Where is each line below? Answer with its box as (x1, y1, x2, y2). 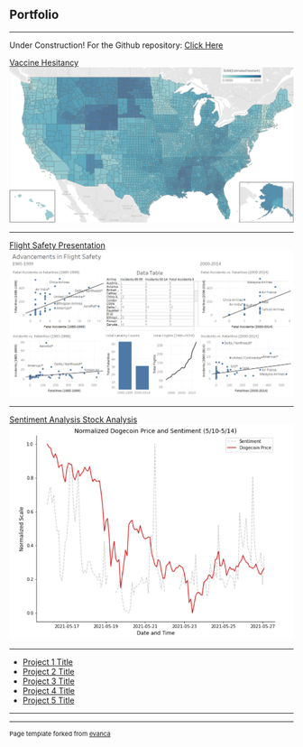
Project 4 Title (22, 685, 75, 696)
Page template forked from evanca (9, 729, 111, 738)
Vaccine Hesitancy (9, 57, 79, 68)
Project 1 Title (22, 656, 74, 667)
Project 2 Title (22, 666, 75, 677)
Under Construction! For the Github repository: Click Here (9, 40, 224, 51)
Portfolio (9, 7, 60, 23)
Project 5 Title (22, 695, 75, 705)
